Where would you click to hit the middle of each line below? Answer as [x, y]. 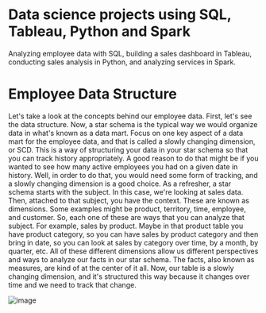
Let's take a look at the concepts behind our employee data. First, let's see [130, 116]
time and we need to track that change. [72, 284]
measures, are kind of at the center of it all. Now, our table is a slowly [121, 268]
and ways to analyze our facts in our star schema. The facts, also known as [131, 259]
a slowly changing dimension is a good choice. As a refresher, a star [120, 184]
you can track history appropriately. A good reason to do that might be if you [133, 158]
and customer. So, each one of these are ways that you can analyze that [126, 217]
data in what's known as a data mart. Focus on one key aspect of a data [126, 133]
